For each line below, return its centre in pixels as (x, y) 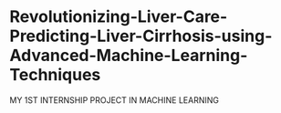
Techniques (55, 75)
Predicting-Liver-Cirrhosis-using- (141, 36)
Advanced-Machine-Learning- (129, 56)
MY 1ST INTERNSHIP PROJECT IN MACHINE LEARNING (114, 100)
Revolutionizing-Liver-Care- (119, 17)
